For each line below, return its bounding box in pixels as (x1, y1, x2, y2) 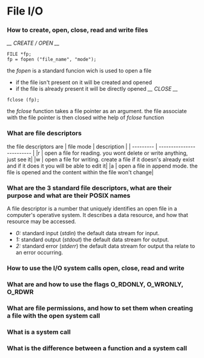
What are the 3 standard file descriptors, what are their (7, 183, 172, 192)
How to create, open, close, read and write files (7, 26, 148, 34)
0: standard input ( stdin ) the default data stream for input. (15, 230, 160, 237)
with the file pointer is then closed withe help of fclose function (7, 114, 164, 122)
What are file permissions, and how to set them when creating (7, 304, 193, 312)
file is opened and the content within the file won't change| (7, 168, 154, 176)
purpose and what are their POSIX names (7, 191, 131, 200)
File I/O (7, 4, 44, 18)
